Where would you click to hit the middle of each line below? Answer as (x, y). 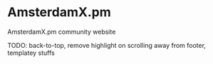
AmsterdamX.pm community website (62, 32)
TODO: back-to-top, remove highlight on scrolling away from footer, (107, 45)
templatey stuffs (31, 53)
